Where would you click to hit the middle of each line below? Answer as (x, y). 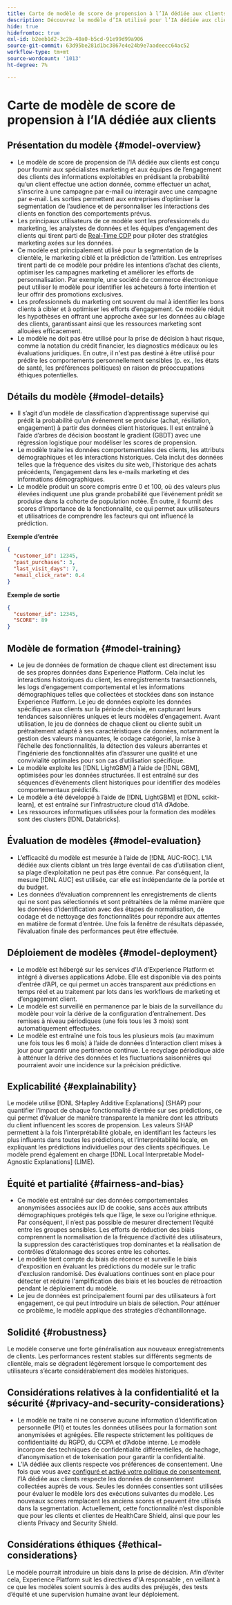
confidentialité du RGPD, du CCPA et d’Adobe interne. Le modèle (109, 1442)
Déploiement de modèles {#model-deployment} (113, 953)
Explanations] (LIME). (65, 1162)
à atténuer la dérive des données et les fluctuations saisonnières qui (114, 1058)
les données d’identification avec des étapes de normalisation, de (111, 909)
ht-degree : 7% (28, 65)
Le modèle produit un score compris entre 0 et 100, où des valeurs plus (119, 487)
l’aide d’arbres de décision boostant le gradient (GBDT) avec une (109, 435)
